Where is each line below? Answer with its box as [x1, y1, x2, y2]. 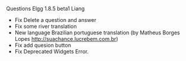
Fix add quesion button [14, 41, 71, 49]
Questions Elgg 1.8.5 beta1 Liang [6, 5, 85, 12]
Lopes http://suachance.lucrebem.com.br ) [14, 36, 118, 42]
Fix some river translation [14, 23, 77, 30]
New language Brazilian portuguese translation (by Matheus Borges [14, 29, 180, 36]
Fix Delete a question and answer [14, 17, 97, 23]
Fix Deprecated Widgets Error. [14, 48, 89, 55]
